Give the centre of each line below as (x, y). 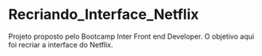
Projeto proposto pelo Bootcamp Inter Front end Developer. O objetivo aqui (131, 36)
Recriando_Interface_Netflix (104, 15)
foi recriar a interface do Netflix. (61, 44)
